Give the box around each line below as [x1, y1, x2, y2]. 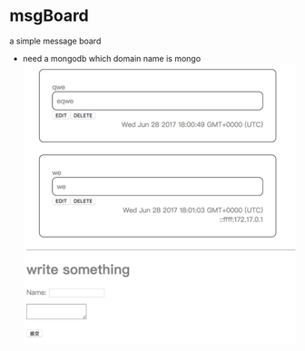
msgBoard [9, 5, 89, 26]
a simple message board [9, 35, 102, 46]
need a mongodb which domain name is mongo [22, 53, 202, 63]
